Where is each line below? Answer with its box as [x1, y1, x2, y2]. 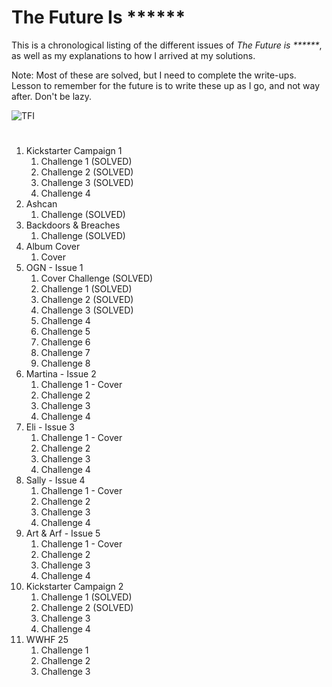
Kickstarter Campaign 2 [25, 581, 124, 593]
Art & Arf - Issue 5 [25, 527, 101, 540]
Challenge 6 [40, 336, 91, 348]
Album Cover [25, 241, 81, 253]
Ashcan [25, 198, 58, 210]
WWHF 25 [25, 634, 69, 646]
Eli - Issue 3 [25, 421, 75, 433]
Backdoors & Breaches [25, 219, 121, 231]
